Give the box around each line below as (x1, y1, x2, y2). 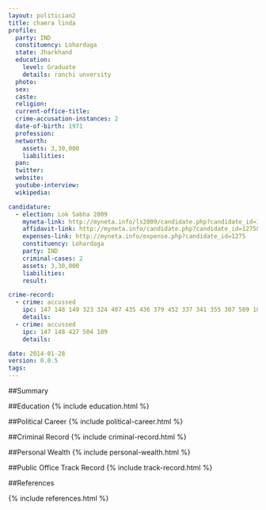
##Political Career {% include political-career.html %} (8, 417, 184, 426)
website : (15, 174, 44, 182)
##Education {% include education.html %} (8, 401, 150, 411)
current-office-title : (15, 108, 90, 116)
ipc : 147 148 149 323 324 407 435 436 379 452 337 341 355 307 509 (22, 306, 249, 314)
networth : (15, 136, 47, 145)
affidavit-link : (22, 225, 77, 233)
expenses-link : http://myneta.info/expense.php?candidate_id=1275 (22, 232, 246, 240)
